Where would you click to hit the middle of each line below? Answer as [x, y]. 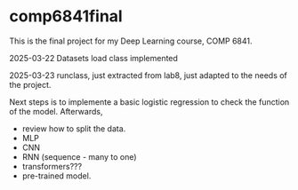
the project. [30, 84]
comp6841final [66, 16]
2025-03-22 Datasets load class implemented [93, 58]
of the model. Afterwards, [56, 111]
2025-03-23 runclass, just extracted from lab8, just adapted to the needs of [148, 75]
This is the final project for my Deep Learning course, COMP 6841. [131, 41]
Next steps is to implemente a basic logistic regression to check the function [149, 102]
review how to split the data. [74, 128]
